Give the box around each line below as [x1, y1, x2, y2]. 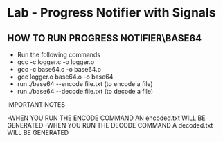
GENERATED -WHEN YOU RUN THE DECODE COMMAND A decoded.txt [7, 121, 213, 129]
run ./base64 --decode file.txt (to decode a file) [17, 88, 154, 95]
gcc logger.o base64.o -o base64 [17, 72, 114, 81]
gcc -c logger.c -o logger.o [17, 58, 95, 66]
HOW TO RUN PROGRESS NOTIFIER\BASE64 [7, 32, 202, 44]
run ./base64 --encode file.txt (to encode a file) [17, 80, 154, 88]
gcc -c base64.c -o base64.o [17, 65, 102, 73]
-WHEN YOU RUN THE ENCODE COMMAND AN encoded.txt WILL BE [7, 114, 206, 122]
